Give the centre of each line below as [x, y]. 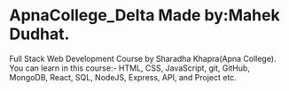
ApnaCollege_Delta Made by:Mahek [145, 15]
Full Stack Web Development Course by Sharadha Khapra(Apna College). [143, 58]
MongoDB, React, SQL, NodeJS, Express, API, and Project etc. [123, 77]
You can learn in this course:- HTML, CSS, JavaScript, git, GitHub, [130, 68]
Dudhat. [39, 34]
